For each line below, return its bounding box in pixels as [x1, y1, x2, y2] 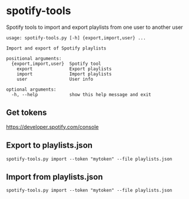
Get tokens [6, 108, 47, 118]
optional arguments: [6, 87, 57, 92]
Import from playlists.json [6, 172, 103, 182]
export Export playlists [16, 66, 112, 72]
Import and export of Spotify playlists [6, 45, 107, 51]
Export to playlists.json [6, 140, 93, 151]
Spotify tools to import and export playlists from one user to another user [6, 24, 184, 31]
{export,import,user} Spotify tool [11, 61, 101, 67]
